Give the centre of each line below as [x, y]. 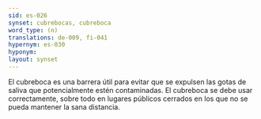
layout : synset [33, 60]
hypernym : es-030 [37, 45]
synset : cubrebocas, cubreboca [60, 23]
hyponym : [23, 52]
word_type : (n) [33, 30]
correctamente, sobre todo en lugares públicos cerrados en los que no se [128, 99]
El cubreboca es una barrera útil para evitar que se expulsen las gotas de [127, 82]
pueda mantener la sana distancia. [64, 106]
